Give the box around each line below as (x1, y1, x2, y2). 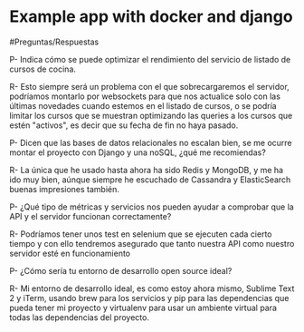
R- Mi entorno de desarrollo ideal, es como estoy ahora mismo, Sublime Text (9, 283, 295, 294)
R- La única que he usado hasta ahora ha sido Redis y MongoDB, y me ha (9, 164, 283, 175)
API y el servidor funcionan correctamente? (9, 210, 172, 221)
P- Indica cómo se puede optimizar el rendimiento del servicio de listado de (9, 54, 291, 64)
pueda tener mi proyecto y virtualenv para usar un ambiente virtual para (9, 302, 278, 313)
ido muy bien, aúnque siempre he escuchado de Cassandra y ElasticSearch (9, 174, 291, 185)
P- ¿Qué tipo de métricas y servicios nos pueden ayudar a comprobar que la (9, 201, 294, 212)
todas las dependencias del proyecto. (9, 311, 149, 323)
